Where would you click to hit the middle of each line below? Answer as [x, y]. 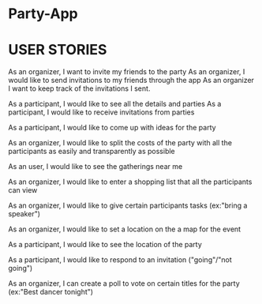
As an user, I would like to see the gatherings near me [95, 167]
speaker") [24, 214]
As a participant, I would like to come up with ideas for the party [112, 128]
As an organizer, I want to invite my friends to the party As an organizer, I [127, 72]
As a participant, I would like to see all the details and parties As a [115, 104]
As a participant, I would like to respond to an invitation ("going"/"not [120, 260]
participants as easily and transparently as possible [92, 152]
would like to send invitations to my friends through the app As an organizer [131, 81]
